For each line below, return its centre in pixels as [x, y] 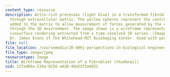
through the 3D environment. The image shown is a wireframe [76, 29]
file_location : [21, 48]
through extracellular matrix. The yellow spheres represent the [80, 19]
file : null [17, 43]
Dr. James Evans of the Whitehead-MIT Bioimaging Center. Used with [83, 38]
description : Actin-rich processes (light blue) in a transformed [77, 15]
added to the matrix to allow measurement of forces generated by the [86, 24]
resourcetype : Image [27, 57]
